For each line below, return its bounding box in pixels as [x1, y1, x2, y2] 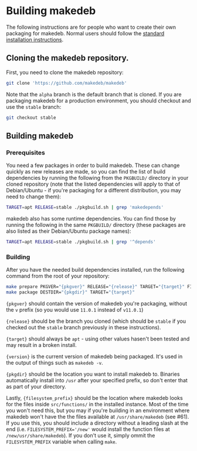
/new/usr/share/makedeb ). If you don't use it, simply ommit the [6, 432, 155, 439]
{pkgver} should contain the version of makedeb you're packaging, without [6, 300, 188, 307]
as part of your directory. [6, 383, 66, 390]
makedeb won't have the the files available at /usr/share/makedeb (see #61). [6, 413, 189, 420]
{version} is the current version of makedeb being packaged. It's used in [6, 353, 183, 360]
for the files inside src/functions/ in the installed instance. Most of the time [6, 400, 189, 407]
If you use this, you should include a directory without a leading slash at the [6, 419, 189, 426]
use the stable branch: [6, 103, 62, 110]
